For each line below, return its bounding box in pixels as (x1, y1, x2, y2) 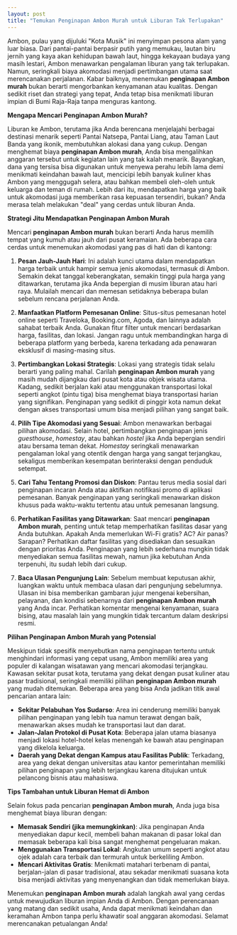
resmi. (17, 619, 37, 627)
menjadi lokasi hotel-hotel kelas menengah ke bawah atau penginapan (17, 735, 224, 744)
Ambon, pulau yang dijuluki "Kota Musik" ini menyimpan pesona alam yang (7, 36, 226, 45)
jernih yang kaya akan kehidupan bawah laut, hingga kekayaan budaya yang (7, 51, 231, 60)
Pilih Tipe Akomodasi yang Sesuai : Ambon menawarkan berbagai (17, 419, 212, 427)
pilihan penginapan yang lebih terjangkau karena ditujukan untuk (17, 766, 207, 774)
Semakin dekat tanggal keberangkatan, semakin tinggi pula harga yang (17, 272, 226, 280)
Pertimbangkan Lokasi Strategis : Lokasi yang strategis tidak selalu (17, 360, 215, 368)
